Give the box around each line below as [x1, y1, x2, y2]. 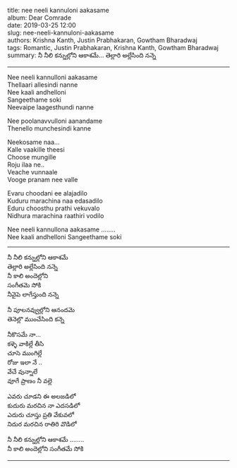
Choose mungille [7, 153, 56, 161]
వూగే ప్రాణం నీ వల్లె [7, 377, 53, 385]
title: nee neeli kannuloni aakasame [7, 6, 109, 14]
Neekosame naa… [7, 138, 60, 146]
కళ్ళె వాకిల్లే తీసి [7, 340, 44, 348]
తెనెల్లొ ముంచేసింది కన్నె [7, 315, 65, 323]
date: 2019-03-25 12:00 [7, 21, 76, 29]
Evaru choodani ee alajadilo [7, 189, 88, 197]
